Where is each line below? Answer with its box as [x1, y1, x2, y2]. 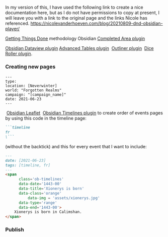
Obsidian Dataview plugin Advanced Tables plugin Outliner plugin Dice [5, 45, 154, 51]
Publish [5, 226, 24, 233]
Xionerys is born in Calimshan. [14, 209, 82, 215]
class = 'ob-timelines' [18, 176, 64, 182]
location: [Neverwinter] [5, 83, 57, 89]
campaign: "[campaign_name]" [5, 92, 66, 97]
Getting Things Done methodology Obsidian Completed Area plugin [5, 35, 145, 41]
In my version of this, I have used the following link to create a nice [5, 5, 143, 10]
